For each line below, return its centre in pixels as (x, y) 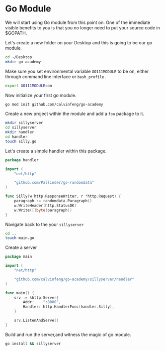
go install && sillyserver (33, 344)
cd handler (16, 137)
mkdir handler (20, 132)
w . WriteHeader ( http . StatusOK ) (45, 205)
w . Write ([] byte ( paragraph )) (43, 210)
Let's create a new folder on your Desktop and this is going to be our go (79, 42)
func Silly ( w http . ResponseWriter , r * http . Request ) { (63, 196)
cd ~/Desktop (19, 57)
